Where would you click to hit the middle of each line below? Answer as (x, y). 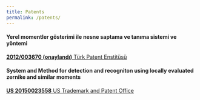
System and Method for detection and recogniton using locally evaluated (100, 71)
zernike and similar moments (44, 77)
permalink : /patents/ (34, 18)
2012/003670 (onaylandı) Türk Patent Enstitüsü (67, 57)
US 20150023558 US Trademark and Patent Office (70, 90)
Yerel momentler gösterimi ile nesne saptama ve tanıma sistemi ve (92, 37)
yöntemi (17, 44)
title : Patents (25, 12)
